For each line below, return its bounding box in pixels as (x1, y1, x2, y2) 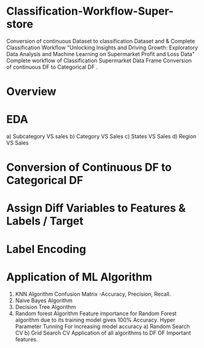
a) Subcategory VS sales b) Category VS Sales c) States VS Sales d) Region (6, 133, 197, 140)
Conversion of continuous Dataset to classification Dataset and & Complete (6, 37, 195, 44)
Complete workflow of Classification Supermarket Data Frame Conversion (6, 57, 192, 64)
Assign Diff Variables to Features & (6, 201, 186, 215)
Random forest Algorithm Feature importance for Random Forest (15, 310, 177, 317)
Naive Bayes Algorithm (15, 297, 73, 304)
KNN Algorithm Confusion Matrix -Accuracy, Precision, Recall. (15, 290, 172, 297)
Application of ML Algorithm (6, 270, 152, 284)
